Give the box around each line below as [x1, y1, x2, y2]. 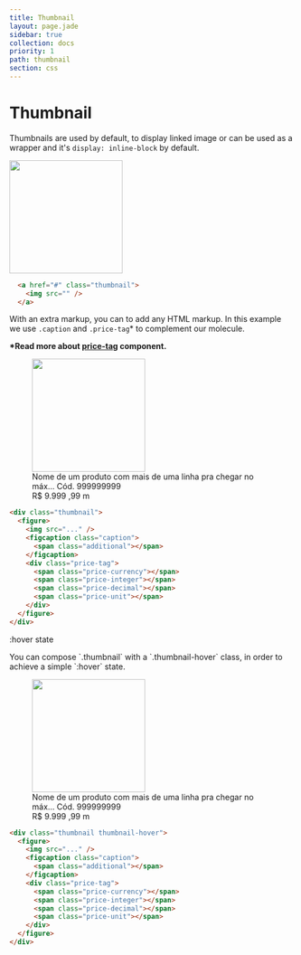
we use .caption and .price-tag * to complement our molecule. [9, 323, 246, 335]
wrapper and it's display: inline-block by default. [9, 142, 200, 153]
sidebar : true [9, 30, 63, 39]
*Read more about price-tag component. [9, 341, 167, 352]
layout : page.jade [9, 22, 79, 31]
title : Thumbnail [9, 13, 75, 23]
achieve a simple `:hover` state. [9, 661, 126, 672]
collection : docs [9, 38, 75, 48]
